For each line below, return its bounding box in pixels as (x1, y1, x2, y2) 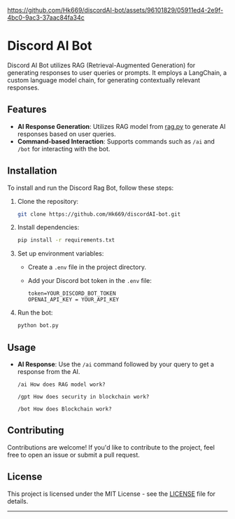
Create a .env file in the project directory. (27, 263, 147, 272)
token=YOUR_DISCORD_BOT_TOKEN (27, 290, 117, 297)
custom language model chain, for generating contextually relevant (7, 76, 201, 84)
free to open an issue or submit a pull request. (7, 450, 140, 459)
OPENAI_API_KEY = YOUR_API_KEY (27, 296, 120, 303)
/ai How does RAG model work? (17, 381, 106, 388)
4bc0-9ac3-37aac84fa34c (7, 13, 85, 22)
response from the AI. (17, 368, 80, 375)
